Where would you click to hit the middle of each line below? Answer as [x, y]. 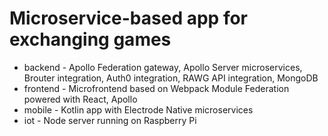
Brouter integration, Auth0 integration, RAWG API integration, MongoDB [171, 78]
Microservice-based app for [128, 18]
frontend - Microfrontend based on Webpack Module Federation [156, 88]
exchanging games [90, 39]
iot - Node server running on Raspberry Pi [110, 120]
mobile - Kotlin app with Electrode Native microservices [138, 109]
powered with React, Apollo [80, 99]
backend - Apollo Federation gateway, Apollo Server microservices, [163, 67]
